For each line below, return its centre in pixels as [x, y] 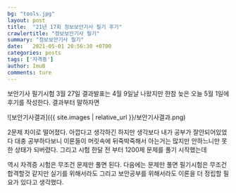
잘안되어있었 [210, 132]
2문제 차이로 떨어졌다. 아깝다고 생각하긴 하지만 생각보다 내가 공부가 [99, 132]
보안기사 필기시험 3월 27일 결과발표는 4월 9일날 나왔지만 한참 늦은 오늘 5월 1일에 [118, 93]
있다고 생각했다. [42, 182]
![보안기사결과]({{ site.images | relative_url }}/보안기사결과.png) [97, 117]
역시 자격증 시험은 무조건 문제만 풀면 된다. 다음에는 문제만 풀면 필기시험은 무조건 [117, 164]
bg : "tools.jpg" [31, 14]
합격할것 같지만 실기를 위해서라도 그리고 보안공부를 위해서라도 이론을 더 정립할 [114, 173]
